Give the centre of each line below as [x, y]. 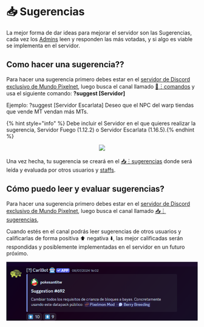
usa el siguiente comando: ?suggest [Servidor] [66, 93]
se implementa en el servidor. [43, 46]
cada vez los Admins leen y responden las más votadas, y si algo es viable [100, 39]
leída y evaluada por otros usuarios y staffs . [61, 170]
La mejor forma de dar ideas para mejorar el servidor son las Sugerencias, [99, 32]
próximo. [17, 253]
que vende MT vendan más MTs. [47, 111]
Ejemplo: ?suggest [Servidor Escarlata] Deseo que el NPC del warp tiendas [100, 105]
